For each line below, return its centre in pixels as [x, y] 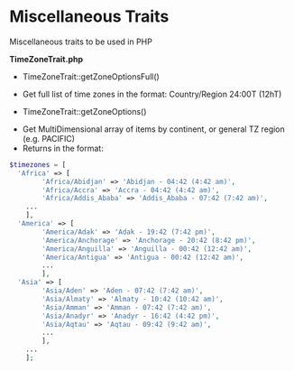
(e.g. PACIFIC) [48, 138]
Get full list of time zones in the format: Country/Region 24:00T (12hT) [152, 94]
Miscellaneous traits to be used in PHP [81, 42]
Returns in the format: [63, 148]
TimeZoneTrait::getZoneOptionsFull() [91, 76]
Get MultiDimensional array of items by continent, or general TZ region [154, 129]
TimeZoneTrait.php [46, 59]
